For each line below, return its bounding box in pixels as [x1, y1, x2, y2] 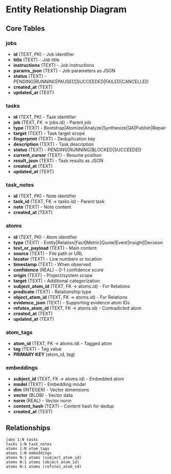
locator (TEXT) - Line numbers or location [13, 256, 102, 262]
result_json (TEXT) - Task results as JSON [13, 158, 104, 164]
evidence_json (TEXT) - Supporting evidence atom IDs [13, 299, 130, 305]
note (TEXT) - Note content [13, 204, 71, 210]
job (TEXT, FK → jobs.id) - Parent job [13, 119, 92, 125]
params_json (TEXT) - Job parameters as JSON [13, 67, 116, 74]
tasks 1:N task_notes [6, 442, 52, 447]
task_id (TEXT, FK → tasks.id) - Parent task [13, 198, 105, 205]
